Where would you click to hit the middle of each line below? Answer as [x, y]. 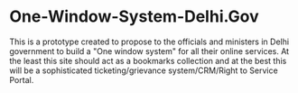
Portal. [22, 79]
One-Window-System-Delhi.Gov [134, 17]
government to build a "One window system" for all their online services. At [149, 51]
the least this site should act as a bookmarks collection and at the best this [148, 60]
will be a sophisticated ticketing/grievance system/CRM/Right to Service [144, 70]
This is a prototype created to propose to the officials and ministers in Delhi [149, 42]
